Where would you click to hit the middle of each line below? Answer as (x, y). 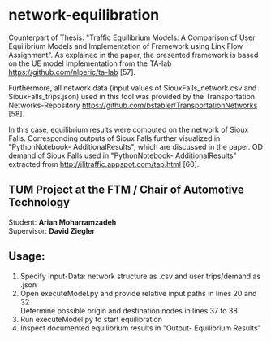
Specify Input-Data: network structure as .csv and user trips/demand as (140, 276)
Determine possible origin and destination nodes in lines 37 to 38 (129, 310)
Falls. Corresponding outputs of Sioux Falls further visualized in (114, 138)
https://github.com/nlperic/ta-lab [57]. (72, 72)
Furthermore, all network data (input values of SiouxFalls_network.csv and (133, 88)
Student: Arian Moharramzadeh (62, 222)
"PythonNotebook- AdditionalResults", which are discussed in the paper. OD (136, 146)
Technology (39, 202)
